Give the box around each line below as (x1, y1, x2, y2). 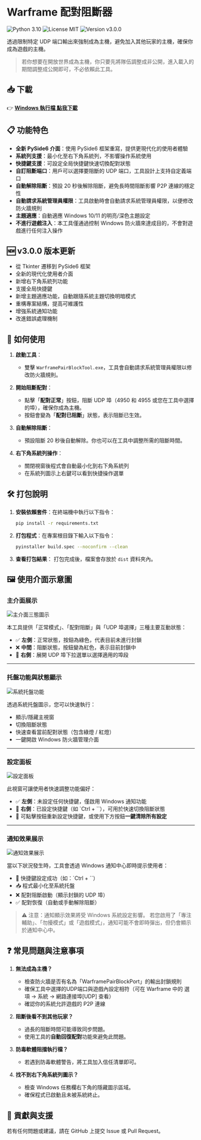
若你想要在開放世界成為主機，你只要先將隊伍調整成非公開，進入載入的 (21, 58, 194, 65)
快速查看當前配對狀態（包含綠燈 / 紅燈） (15, 728, 115, 736)
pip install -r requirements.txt (15, 520, 99, 526)
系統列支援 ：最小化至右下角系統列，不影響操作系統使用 (15, 152, 151, 159)
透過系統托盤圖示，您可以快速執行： (7, 700, 96, 708)
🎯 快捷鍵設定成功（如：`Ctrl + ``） (15, 875, 99, 882)
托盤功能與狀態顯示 (7, 674, 62, 682)
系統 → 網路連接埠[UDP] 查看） (37, 993, 115, 1000)
